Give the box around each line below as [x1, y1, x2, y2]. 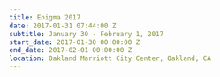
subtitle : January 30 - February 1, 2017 [9, 29, 164, 38]
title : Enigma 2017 [9, 12, 81, 22]
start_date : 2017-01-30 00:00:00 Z [9, 37, 140, 47]
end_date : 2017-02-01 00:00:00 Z [9, 46, 133, 55]
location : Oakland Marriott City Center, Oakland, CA [9, 54, 212, 63]
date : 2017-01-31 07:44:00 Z [9, 21, 117, 30]
